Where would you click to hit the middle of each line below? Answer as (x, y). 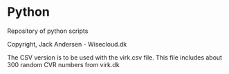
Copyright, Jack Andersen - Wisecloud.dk (67, 44)
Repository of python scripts (48, 31)
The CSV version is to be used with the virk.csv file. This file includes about (115, 57)
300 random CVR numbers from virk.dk (63, 64)
